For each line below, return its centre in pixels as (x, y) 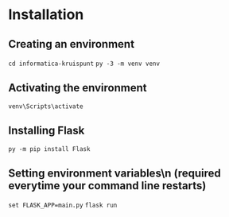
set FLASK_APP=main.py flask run (63, 205)
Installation (46, 15)
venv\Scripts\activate (46, 106)
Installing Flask (47, 131)
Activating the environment (78, 88)
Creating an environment (72, 44)
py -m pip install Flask (49, 149)
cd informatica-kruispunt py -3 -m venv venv (84, 64)
